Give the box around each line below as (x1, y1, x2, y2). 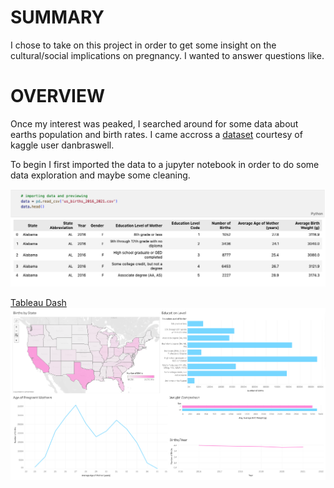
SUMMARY (10, 6, 105, 29)
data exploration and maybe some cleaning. (10, 169, 191, 181)
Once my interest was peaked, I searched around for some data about (10, 117, 299, 130)
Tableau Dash (10, 296, 67, 308)
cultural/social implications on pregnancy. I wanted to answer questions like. (10, 49, 325, 61)
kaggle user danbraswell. (10, 139, 115, 151)
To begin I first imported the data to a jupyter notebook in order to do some (10, 158, 320, 170)
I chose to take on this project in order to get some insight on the (10, 39, 277, 51)
